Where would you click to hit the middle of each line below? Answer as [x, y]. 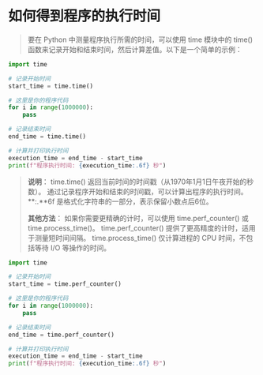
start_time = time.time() [51, 86]
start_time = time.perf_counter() [65, 284]
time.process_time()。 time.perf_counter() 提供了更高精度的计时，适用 [142, 228]
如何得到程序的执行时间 [85, 16]
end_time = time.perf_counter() [61, 335]
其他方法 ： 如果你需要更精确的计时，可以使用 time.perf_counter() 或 [138, 218]
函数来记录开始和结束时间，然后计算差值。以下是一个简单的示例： [135, 49]
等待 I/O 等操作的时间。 [73, 247]
